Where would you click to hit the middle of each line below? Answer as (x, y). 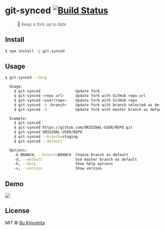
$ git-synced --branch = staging (46, 137)
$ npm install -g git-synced (35, 51)
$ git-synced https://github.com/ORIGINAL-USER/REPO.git (73, 128)
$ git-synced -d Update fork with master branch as (81, 109)
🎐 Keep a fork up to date (42, 24)
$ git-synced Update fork (57, 91)
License (17, 211)
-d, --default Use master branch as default (76, 159)
